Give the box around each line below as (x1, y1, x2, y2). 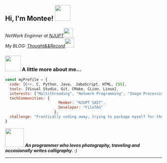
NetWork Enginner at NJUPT (5, 32, 64, 38)
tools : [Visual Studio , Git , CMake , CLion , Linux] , (9, 86, 119, 91)
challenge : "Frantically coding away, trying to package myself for (9, 114, 155, 120)
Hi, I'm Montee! (5, 14, 54, 23)
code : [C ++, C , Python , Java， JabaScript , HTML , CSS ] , (9, 82, 127, 87)
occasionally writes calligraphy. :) (5, 148, 78, 154)
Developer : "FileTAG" (58, 105, 103, 110)
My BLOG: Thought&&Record (5, 43, 66, 49)
